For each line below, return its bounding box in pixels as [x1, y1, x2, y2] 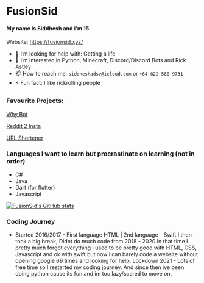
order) [6, 157, 26, 165]
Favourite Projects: [6, 96, 64, 105]
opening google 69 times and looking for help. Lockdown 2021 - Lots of [15, 257, 195, 265]
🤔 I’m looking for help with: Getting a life [15, 50, 116, 57]
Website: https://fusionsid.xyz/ [6, 38, 83, 46]
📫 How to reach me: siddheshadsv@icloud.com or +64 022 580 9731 [15, 70, 184, 77]
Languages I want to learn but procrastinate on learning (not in [6, 149, 195, 158]
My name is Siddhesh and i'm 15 [6, 24, 90, 32]
